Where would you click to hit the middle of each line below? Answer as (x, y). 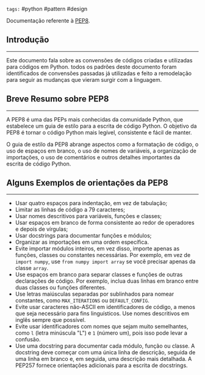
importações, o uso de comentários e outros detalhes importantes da (93, 157)
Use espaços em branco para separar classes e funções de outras (99, 275)
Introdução (28, 40)
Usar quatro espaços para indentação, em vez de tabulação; (91, 203)
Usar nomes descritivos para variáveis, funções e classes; (88, 216)
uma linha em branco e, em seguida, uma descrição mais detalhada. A (103, 359)
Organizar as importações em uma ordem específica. (82, 242)
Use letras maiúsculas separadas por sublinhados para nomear (95, 294)
